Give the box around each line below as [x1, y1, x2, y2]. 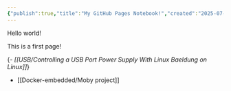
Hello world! [7, 29, 41, 37]
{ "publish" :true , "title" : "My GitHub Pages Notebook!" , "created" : [7, 10, 198, 17]
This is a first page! [7, 42, 62, 50]
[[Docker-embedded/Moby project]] [16, 76, 120, 84]
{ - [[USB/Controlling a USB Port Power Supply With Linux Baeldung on [7, 55, 208, 64]
